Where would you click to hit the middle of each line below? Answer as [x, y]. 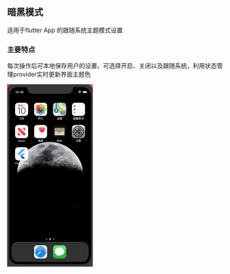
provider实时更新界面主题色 [52, 75]
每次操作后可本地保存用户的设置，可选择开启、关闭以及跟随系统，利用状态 [112, 66]
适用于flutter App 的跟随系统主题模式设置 [65, 30]
